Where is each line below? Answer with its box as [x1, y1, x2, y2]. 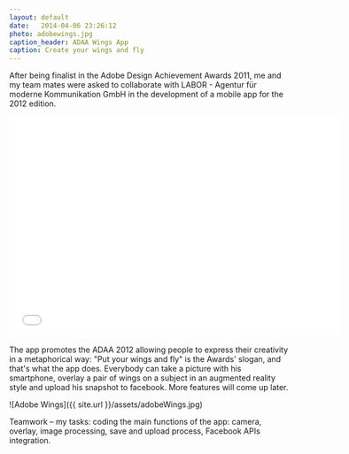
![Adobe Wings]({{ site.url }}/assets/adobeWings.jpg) [9, 399, 204, 410]
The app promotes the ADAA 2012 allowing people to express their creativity [9, 344, 289, 355]
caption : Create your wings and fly [9, 46, 144, 55]
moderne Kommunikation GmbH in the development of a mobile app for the [9, 89, 283, 100]
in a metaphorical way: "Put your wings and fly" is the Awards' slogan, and [9, 354, 282, 365]
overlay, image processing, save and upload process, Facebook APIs [9, 426, 261, 436]
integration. [9, 435, 51, 446]
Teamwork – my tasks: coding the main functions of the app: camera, [9, 417, 262, 427]
